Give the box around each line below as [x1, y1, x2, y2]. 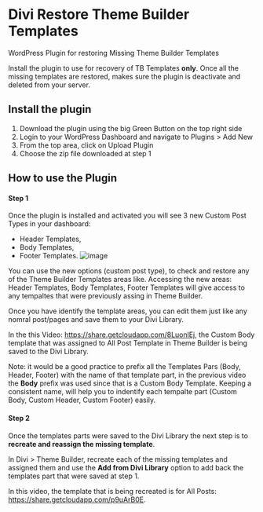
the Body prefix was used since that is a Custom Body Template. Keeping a [8, 379, 252, 388]
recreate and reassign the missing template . [8, 439, 155, 448]
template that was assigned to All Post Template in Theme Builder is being [8, 338, 248, 348]
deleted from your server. [8, 80, 90, 90]
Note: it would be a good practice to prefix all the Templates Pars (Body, [8, 362, 241, 371]
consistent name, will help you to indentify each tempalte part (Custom [8, 387, 237, 397]
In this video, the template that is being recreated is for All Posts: [8, 486, 217, 496]
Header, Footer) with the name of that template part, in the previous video [8, 371, 247, 380]
